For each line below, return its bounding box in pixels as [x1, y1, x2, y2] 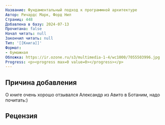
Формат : [5, 45, 22, 50]
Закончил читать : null [5, 36, 53, 41]
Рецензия [5, 112, 38, 120]
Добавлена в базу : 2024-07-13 [5, 21, 70, 27]
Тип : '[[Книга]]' [5, 41, 42, 46]
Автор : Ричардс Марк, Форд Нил [5, 12, 72, 17]
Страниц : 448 [5, 17, 33, 22]
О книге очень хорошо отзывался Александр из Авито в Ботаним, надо [5, 92, 160, 98]
